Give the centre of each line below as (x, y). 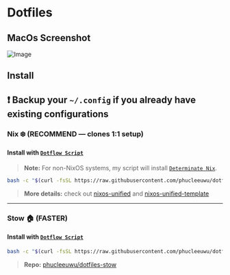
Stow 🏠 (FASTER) (38, 218)
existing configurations (58, 114)
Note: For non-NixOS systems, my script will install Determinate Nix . (120, 168)
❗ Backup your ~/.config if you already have (102, 100)
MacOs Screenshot (49, 38)
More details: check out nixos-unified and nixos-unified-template (116, 194)
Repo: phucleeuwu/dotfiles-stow (70, 264)
